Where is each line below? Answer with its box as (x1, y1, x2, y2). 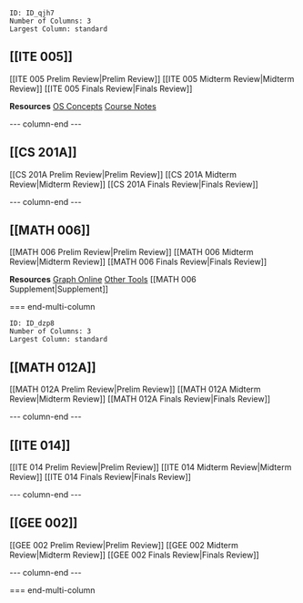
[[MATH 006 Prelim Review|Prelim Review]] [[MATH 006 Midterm (9, 247, 254, 258)
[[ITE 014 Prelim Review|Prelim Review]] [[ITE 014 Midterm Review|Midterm (9, 462, 292, 473)
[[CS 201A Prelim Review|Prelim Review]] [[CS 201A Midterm (9, 169, 237, 179)
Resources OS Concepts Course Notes (9, 100, 157, 111)
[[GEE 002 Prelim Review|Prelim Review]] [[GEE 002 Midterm (9, 539, 238, 550)
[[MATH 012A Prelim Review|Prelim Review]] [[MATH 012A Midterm (9, 383, 261, 395)
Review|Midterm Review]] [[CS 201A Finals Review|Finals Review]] (9, 179, 259, 189)
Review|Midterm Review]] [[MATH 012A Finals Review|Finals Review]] (9, 393, 271, 404)
